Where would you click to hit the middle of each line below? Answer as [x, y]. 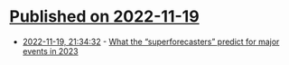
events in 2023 [50, 51]
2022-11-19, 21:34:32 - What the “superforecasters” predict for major [151, 42]
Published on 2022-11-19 [105, 17]
